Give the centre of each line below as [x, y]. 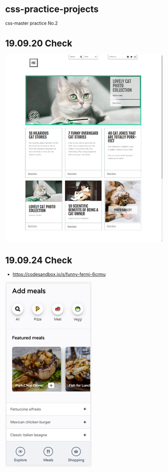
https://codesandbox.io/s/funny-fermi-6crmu [59, 274]
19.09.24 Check [39, 261]
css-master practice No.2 [31, 23]
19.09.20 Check [39, 43]
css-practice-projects [52, 9]
